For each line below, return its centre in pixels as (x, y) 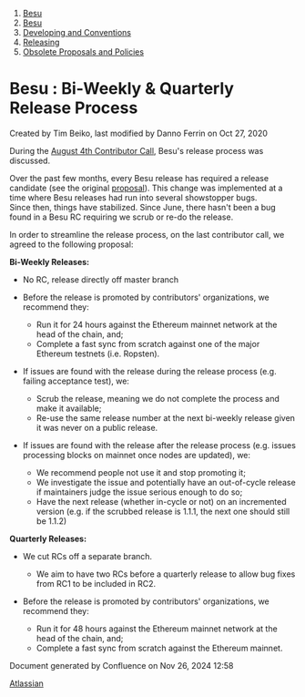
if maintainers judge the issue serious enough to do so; (139, 492)
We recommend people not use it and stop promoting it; (141, 472)
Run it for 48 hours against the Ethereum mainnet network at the (157, 629)
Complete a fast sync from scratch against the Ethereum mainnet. (159, 648)
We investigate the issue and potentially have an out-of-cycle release (166, 482)
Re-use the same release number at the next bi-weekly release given (166, 417)
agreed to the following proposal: (71, 244)
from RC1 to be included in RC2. (96, 583)
